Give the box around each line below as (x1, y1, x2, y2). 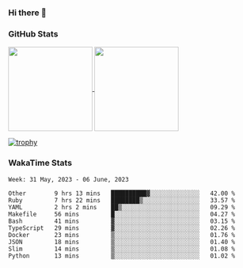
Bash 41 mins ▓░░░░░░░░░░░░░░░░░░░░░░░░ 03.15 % (8, 217, 236, 225)
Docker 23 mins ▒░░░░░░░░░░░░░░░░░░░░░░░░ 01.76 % (8, 231, 236, 239)
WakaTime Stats (8, 158, 73, 169)
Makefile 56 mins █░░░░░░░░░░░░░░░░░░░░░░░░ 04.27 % (8, 210, 236, 218)
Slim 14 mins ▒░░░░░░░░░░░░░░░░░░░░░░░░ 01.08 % (8, 245, 236, 253)
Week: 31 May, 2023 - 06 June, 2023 (8, 175, 129, 183)
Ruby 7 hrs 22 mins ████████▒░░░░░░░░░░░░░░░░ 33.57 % (8, 196, 236, 205)
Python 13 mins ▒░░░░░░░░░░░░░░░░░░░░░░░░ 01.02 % (8, 251, 236, 260)
